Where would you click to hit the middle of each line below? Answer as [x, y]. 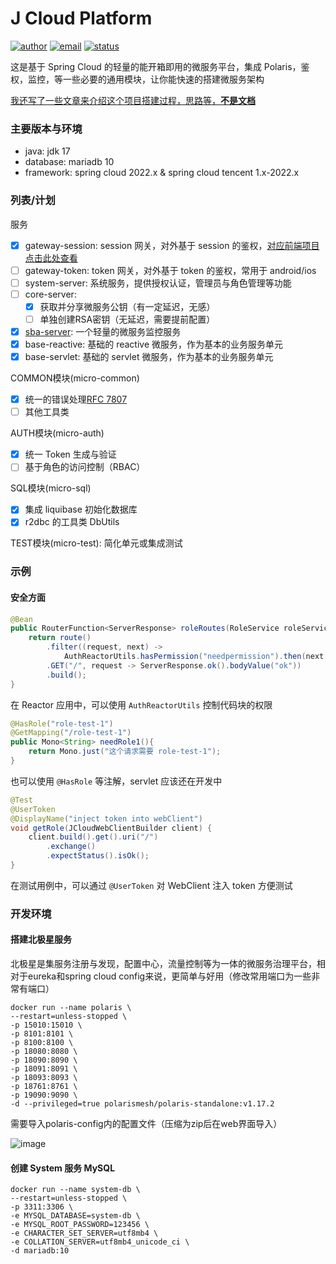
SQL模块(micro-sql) [51, 488]
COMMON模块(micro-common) [75, 378]
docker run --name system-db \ [75, 1190]
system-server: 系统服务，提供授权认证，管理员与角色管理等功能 [158, 283]
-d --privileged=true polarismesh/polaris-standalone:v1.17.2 [142, 1104]
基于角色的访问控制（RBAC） [85, 467]
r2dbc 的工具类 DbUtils [72, 522]
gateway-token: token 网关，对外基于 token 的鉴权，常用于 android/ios [170, 270]
